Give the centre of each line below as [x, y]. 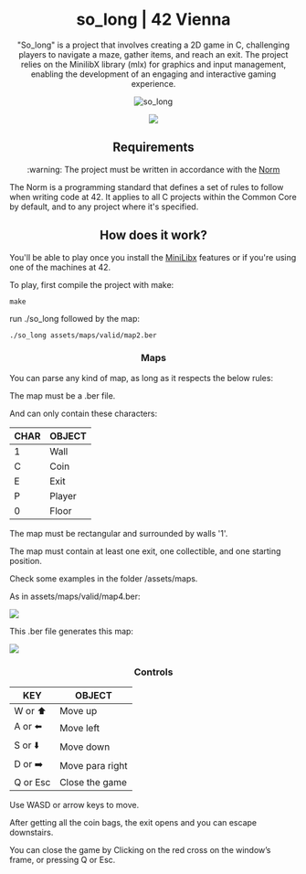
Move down [84, 747]
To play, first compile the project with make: [92, 284]
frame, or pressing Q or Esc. [63, 860]
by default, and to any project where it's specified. [104, 207]
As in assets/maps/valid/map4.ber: [75, 596]
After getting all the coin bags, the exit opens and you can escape [133, 823]
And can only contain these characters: [84, 413]
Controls [153, 672]
